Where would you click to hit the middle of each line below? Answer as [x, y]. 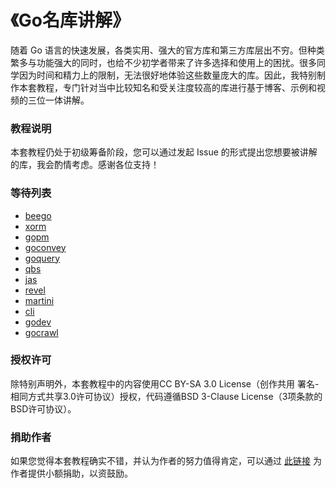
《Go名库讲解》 [70, 20]
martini [39, 300]
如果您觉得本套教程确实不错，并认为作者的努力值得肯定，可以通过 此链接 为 [166, 461]
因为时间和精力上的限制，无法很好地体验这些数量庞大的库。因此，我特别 [167, 75]
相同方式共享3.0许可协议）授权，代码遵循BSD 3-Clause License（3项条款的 [166, 396]
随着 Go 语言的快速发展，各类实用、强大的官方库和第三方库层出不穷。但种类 [167, 50]
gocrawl [41, 332]
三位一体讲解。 [58, 100]
